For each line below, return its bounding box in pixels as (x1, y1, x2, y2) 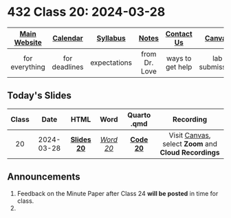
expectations (90, 58, 133, 67)
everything (10, 62, 46, 72)
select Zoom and (162, 139, 218, 149)
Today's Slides (7, 90, 72, 102)
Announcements (7, 171, 80, 183)
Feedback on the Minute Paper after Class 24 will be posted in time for (16, 189, 219, 197)
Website (14, 37, 43, 47)
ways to (166, 53, 192, 63)
